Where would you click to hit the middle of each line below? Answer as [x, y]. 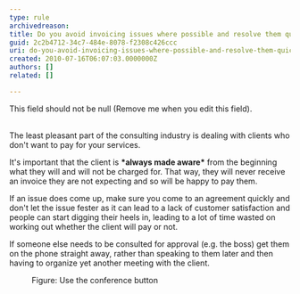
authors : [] [31, 68]
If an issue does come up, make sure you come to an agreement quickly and [150, 198]
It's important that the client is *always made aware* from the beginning [143, 162]
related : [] [31, 76]
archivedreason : [39, 26]
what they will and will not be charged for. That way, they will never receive [147, 171]
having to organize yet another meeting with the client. [109, 263]
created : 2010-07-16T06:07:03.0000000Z [83, 59]
